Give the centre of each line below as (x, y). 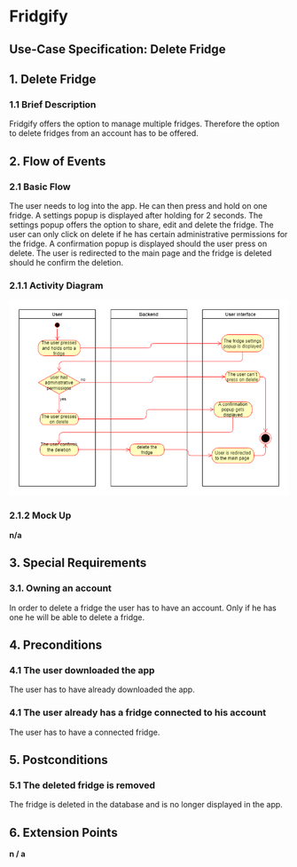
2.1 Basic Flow (40, 187)
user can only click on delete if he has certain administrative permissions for (148, 234)
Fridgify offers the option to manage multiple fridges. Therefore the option (145, 124)
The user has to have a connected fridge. (85, 732)
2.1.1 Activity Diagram (56, 285)
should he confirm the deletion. (66, 262)
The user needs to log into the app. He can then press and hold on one (138, 205)
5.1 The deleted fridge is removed (82, 785)
